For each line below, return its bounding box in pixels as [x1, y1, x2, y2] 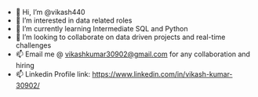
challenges [15, 41, 52, 50]
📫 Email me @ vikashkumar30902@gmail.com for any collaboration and [15, 49, 251, 59]
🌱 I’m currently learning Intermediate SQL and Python [15, 24, 188, 33]
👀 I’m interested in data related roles [15, 16, 133, 25]
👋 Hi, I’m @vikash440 [15, 8, 85, 16]
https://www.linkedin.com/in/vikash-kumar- [92, 70, 233, 78]
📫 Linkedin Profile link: [15, 70, 91, 78]
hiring [15, 61, 35, 70]
